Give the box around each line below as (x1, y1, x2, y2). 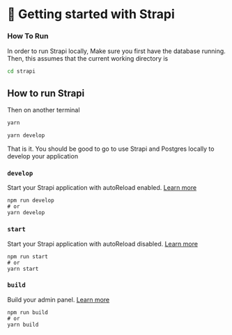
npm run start (7, 253, 49, 260)
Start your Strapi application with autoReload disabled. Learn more (7, 239, 199, 248)
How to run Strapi (7, 87, 85, 99)
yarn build (7, 321, 39, 328)
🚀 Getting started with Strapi (7, 6, 176, 22)
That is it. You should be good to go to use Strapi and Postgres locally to (7, 144, 215, 153)
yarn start (7, 265, 39, 272)
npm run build (7, 308, 49, 316)
